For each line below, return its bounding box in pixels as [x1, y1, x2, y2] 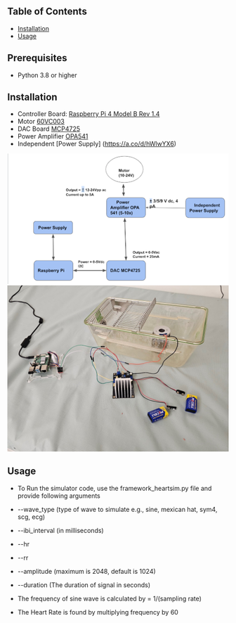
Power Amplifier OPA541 [17, 132, 88, 141]
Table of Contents [7, 6, 88, 18]
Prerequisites [7, 52, 67, 64]
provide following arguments [17, 492, 100, 500]
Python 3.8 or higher [17, 70, 77, 79]
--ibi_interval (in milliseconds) [17, 526, 104, 534]
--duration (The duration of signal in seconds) [17, 580, 151, 589]
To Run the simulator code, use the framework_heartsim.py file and [17, 484, 212, 492]
